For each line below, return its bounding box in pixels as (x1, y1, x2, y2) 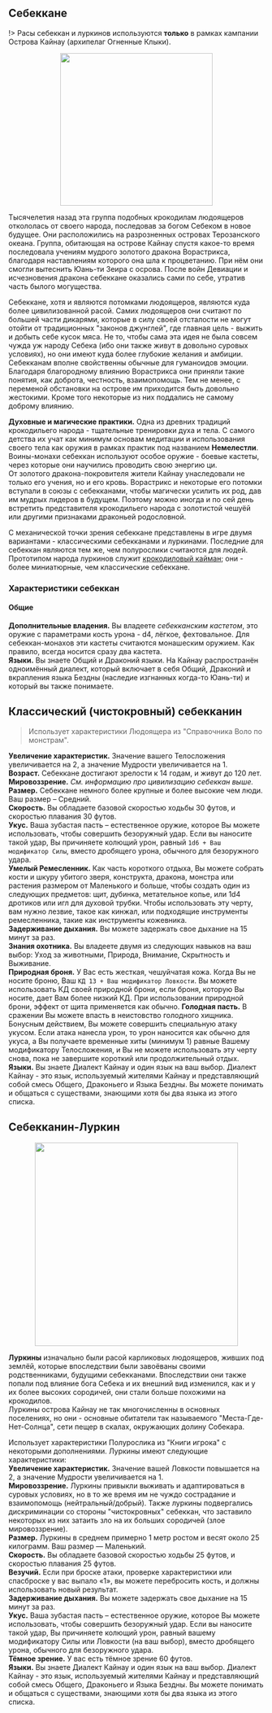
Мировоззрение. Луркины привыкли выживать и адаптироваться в (8, 1480, 245, 1490)
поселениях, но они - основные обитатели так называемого (8, 1413, 218, 1422)
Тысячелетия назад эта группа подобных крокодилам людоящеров (8, 212, 244, 222)
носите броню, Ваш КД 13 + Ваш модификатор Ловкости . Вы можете (8, 976, 238, 985)
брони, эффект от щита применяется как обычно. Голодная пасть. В (8, 1001, 248, 1012)
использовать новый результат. (8, 1584, 119, 1594)
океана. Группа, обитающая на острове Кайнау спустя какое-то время (8, 238, 255, 247)
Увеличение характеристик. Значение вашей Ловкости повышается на (8, 1463, 260, 1473)
